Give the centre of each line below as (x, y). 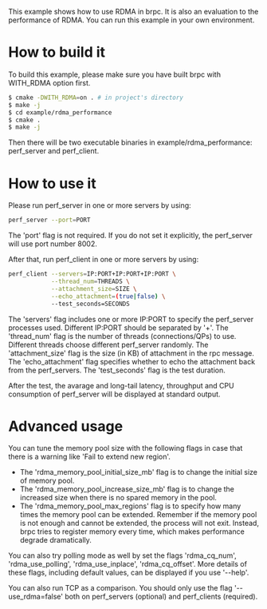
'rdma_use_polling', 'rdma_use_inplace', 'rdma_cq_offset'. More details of (128, 564)
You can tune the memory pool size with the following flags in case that (126, 448)
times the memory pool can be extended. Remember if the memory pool (138, 515)
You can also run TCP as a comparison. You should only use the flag (120, 588)
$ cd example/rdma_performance (60, 112)
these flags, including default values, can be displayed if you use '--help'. (129, 573)
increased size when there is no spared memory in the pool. (118, 498)
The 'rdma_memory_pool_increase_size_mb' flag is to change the (127, 489)
